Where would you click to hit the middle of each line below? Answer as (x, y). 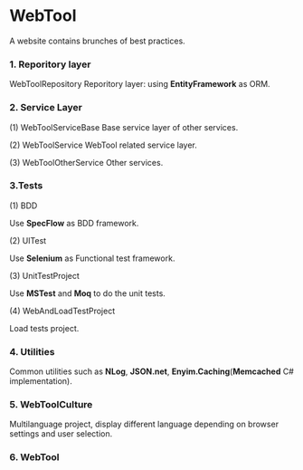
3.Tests (26, 186)
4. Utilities (32, 351)
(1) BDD (24, 206)
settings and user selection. (61, 434)
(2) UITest (28, 240)
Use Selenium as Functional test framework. (92, 258)
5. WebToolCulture (51, 405)
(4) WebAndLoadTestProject (62, 311)
